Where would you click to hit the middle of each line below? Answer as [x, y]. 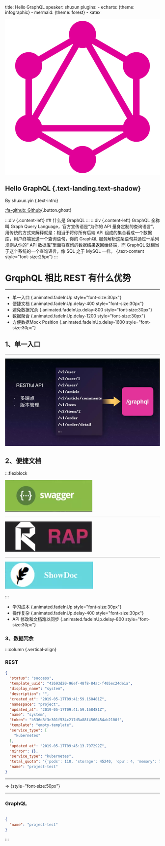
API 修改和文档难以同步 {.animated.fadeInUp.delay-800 [68, 619]
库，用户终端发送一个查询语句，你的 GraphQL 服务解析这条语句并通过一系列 [82, 238]
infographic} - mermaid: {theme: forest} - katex [53, 12]
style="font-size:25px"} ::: [31, 257]
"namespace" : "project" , [35, 704]
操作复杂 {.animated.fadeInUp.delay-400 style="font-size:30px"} [78, 613]
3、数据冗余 [19, 638]
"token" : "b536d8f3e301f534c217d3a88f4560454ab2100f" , [67, 720]
